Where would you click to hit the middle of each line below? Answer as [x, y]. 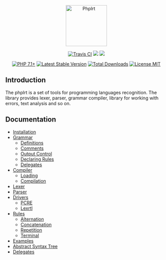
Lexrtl [26, 208]
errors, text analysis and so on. [38, 103]
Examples [23, 241]
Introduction [26, 80]
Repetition [31, 230]
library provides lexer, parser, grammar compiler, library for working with [82, 98]
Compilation [33, 181]
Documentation [31, 120]
